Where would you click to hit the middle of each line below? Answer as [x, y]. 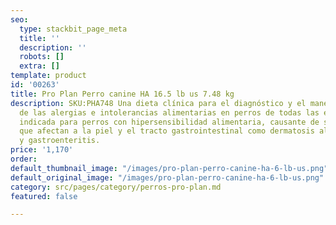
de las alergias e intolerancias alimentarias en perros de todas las [169, 112]
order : [24, 159]
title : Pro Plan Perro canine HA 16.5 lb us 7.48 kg [122, 94]
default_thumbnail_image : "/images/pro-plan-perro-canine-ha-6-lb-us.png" [169, 168]
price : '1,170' [42, 150]
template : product [48, 76]
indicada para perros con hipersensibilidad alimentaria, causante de [169, 122]
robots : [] [42, 57]
